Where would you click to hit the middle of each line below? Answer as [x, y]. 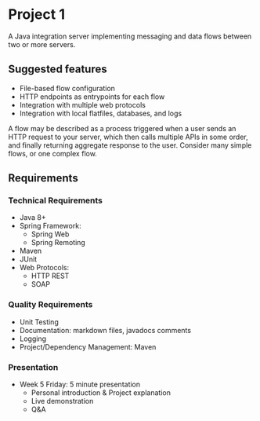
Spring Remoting [58, 243]
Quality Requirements [51, 305]
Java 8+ [32, 218]
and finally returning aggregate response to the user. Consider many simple [130, 145]
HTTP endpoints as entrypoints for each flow [92, 97]
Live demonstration [62, 401]
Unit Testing [39, 322]
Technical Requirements [56, 200]
